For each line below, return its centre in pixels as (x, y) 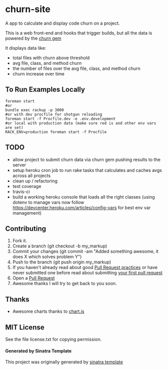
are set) (14, 127)
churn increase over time (38, 73)
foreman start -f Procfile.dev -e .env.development (60, 119)
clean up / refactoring (35, 181)
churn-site (28, 9)
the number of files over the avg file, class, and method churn (76, 68)
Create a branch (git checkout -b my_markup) (60, 246)
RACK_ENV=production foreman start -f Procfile (56, 132)
